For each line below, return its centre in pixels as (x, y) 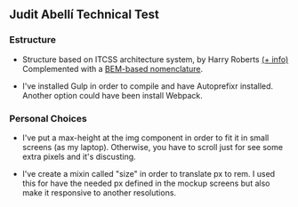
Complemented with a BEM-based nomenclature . (113, 68)
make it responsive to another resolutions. (99, 192)
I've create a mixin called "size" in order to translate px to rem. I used (149, 173)
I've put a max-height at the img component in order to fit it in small (145, 138)
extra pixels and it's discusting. (79, 156)
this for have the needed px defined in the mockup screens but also (146, 183)
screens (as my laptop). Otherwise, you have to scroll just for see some (152, 147)
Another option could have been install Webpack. (112, 95)
